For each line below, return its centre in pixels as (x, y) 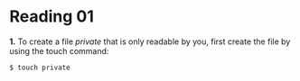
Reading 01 (52, 17)
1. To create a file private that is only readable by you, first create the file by (150, 41)
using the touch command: (59, 50)
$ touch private (40, 67)
